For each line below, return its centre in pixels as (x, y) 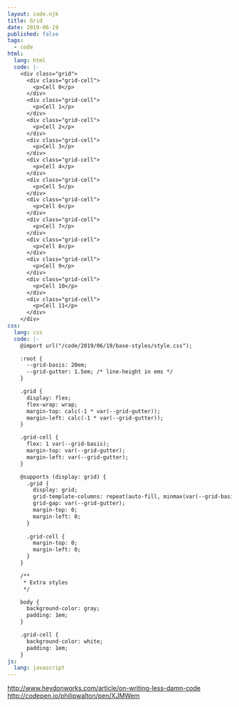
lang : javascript (39, 668)
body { (30, 602)
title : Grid (25, 21)
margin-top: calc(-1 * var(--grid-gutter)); (93, 411)
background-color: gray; (63, 609)
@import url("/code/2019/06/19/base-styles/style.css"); (106, 346)
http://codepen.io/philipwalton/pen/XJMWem (74, 696)
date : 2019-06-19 (33, 27)
